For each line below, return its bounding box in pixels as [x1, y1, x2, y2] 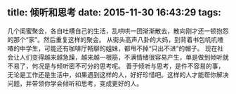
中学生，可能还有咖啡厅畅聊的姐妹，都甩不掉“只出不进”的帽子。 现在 [19, 44, 218, 53]
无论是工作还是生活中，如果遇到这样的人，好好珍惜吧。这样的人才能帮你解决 [7, 70, 229, 79]
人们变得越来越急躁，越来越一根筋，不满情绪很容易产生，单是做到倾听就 [19, 53, 229, 61]
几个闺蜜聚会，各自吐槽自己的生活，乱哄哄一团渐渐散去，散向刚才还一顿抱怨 [7, 27, 229, 35]
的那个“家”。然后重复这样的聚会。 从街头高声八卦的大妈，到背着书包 [7, 35, 206, 43]
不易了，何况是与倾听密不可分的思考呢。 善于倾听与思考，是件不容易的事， [7, 62, 225, 70]
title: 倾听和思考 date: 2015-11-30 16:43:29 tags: [7, 6, 221, 19]
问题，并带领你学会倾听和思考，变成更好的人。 [7, 79, 143, 88]
